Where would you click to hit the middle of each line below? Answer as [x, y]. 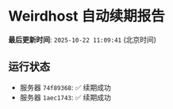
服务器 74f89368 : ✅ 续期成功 [65, 87]
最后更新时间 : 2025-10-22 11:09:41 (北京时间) [83, 39]
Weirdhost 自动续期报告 [86, 16]
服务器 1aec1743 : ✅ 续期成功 [65, 97]
